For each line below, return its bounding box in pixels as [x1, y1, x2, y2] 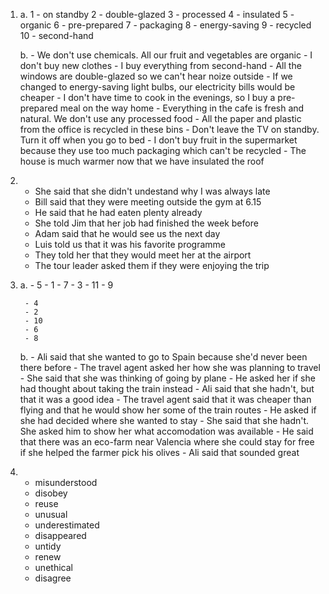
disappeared [34, 530, 87, 541]
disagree [34, 572, 72, 584]
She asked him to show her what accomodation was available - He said [19, 425, 314, 437]
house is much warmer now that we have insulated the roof [19, 155, 265, 167]
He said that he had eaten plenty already [34, 207, 203, 218]
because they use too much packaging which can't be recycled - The [19, 145, 307, 156]
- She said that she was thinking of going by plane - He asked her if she [19, 372, 316, 384]
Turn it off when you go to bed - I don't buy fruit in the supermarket [19, 134, 298, 146]
